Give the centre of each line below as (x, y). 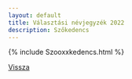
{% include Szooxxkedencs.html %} (66, 52)
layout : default (35, 15)
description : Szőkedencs (49, 30)
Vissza (19, 67)
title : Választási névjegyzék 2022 (66, 23)
